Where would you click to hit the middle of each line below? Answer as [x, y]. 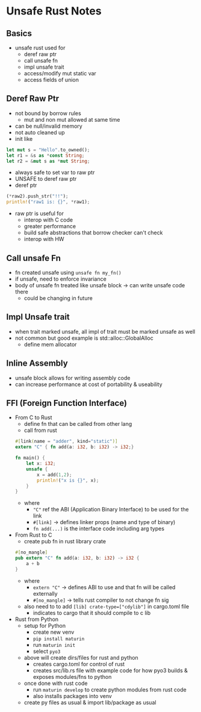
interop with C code [48, 220]
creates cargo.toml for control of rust [79, 664]
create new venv [54, 632]
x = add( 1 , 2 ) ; [54, 475]
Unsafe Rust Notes [54, 11]
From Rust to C [33, 535]
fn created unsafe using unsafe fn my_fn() [68, 273]
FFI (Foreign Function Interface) [67, 403]
